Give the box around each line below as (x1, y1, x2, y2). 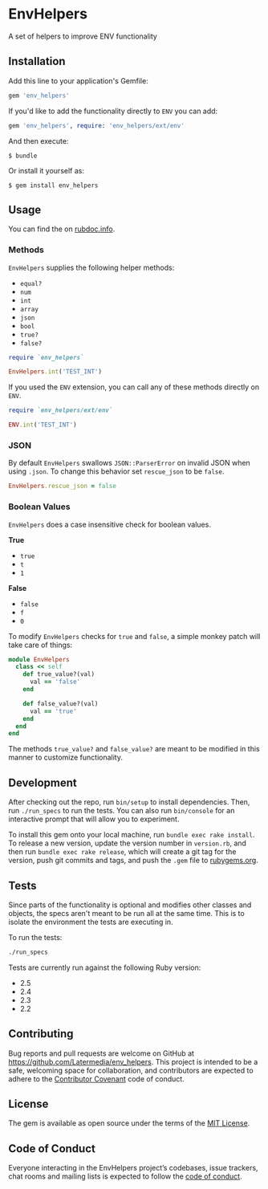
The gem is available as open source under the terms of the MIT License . (8, 1118, 250, 1128)
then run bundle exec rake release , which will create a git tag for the (8, 847, 237, 857)
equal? (19, 279, 43, 287)
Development (8, 776, 78, 789)
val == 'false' (29, 678, 81, 686)
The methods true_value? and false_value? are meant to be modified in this (8, 744, 260, 754)
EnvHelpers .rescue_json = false (8, 483, 116, 491)
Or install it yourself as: (8, 165, 84, 175)
